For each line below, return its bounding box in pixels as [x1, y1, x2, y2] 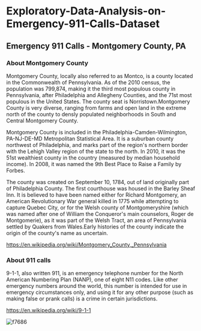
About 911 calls [6, 256, 51, 264]
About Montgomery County [6, 59, 89, 67]
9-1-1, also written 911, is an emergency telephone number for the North [6, 270, 184, 277]
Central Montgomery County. [6, 117, 79, 124]
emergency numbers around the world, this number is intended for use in [6, 282, 187, 290]
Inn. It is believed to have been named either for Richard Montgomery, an [6, 191, 187, 198]
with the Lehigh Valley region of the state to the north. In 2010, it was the [6, 148, 185, 155]
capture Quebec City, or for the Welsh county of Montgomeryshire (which [6, 204, 189, 211]
